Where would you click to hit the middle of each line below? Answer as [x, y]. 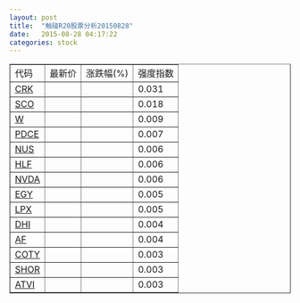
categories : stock [43, 42]
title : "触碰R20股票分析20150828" [71, 26]
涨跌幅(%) [108, 74]
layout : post [33, 17]
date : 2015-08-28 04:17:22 [63, 34]
